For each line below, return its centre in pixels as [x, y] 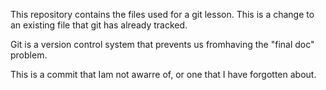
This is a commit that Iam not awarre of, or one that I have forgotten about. [163, 74]
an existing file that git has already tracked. [99, 25]
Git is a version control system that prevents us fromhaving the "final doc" [162, 44]
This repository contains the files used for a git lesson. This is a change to [162, 14]
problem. [29, 55]
